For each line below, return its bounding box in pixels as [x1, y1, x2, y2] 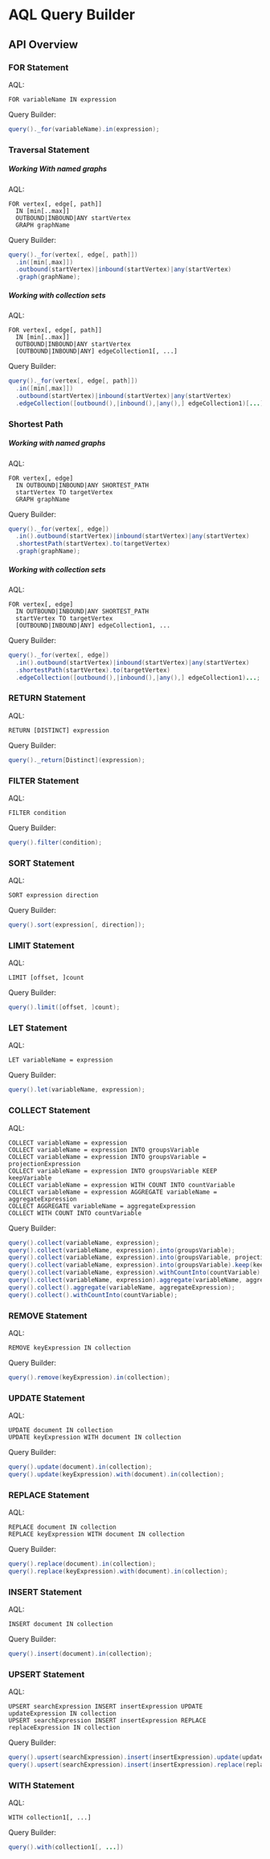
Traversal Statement [8, 144, 90, 155]
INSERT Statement [8, 1586, 82, 1597]
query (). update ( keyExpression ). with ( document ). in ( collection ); [8, 1470, 225, 1478]
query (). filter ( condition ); [8, 838, 103, 846]
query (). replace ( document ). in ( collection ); [8, 1560, 157, 1568]
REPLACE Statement [8, 1489, 90, 1501]
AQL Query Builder [8, 6, 135, 24]
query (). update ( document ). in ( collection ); [8, 1463, 153, 1472]
